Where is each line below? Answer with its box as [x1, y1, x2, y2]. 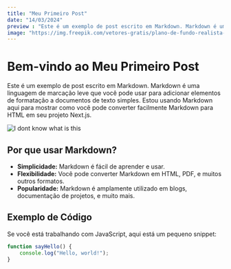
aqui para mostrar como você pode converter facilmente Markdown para [7, 104, 214, 112]
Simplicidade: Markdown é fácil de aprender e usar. [16, 162, 165, 171]
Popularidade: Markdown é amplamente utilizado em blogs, [16, 184, 188, 193]
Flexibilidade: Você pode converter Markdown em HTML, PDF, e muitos [16, 170, 222, 177]
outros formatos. [16, 177, 65, 185]
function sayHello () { [7, 243, 72, 250]
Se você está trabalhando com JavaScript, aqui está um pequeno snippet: [7, 230, 217, 238]
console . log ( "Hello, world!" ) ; [19, 249, 109, 257]
